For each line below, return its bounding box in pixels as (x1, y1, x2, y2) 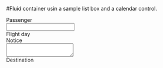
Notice (6, 37, 22, 44)
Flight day (6, 31, 31, 37)
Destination (6, 56, 34, 63)
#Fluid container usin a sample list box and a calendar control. (6, 5, 158, 12)
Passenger (6, 17, 32, 23)
